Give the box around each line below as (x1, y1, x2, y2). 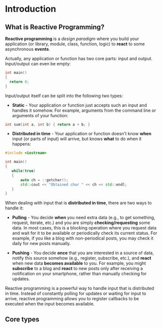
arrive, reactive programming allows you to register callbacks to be (5, 296, 139, 302)
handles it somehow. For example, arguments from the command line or (12, 107, 157, 113)
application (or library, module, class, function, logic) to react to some (5, 41, 145, 47)
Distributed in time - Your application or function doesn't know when (12, 131, 152, 137)
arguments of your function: (12, 112, 69, 118)
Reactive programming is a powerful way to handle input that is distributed (5, 286, 154, 291)
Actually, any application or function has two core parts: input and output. (5, 56, 153, 61)
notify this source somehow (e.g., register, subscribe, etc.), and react (12, 255, 152, 261)
